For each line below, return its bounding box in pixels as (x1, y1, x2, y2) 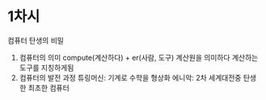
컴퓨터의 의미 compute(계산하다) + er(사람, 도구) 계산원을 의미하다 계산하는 (19, 52, 259, 62)
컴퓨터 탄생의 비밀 (7, 35, 64, 45)
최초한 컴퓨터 (27, 82, 70, 93)
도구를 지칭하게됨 (19, 62, 74, 73)
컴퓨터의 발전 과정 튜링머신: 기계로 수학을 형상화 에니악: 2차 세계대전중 (19, 73, 242, 82)
